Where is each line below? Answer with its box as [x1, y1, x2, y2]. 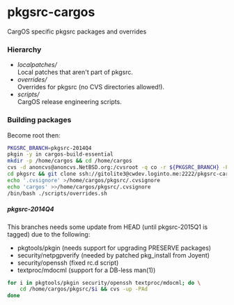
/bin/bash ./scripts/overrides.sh [7, 190, 108, 197]
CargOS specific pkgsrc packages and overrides [7, 27, 147, 36]
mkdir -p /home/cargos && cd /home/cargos [7, 158, 132, 165]
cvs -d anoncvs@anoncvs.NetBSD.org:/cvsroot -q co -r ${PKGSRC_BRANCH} [7, 164, 219, 171]
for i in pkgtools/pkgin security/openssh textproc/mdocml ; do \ [7, 279, 201, 286]
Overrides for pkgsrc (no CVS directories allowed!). [17, 83, 165, 91]
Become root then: [7, 131, 61, 140]
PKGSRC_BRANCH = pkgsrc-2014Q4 [7, 144, 92, 151]
